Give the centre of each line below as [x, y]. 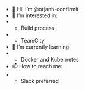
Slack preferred [40, 81]
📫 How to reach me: [37, 66]
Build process [37, 28]
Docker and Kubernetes [50, 60]
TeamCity [32, 41]
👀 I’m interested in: [34, 15]
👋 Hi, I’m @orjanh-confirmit [45, 9]
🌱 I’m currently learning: [41, 47]
